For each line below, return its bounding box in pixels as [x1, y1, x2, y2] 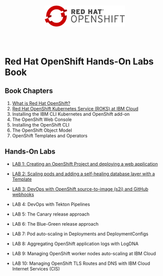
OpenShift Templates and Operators [12, 132, 88, 139]
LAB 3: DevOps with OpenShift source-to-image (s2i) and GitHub [12, 186, 148, 192]
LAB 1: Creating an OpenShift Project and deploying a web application [12, 161, 158, 167]
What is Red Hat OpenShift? [12, 100, 71, 106]
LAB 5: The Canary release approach [12, 211, 90, 217]
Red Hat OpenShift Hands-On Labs [5, 56, 154, 68]
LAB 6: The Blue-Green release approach [12, 221, 99, 227]
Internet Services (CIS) [12, 265, 60, 271]
